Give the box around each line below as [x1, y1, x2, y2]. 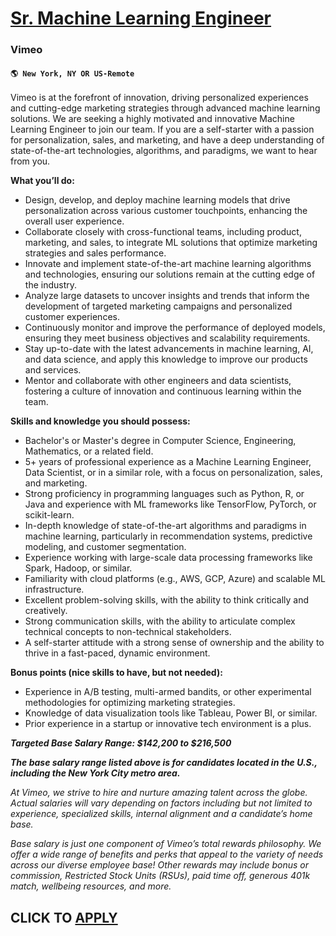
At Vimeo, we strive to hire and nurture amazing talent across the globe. [10, 787, 308, 799]
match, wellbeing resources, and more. [10, 880, 172, 892]
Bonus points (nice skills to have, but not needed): [10, 667, 223, 679]
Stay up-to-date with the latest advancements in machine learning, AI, [24, 343, 314, 355]
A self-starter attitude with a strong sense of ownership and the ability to [24, 637, 325, 649]
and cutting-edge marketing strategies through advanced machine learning [10, 102, 321, 114]
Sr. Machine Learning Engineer [10, 7, 272, 30]
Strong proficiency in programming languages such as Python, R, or [24, 488, 305, 500]
